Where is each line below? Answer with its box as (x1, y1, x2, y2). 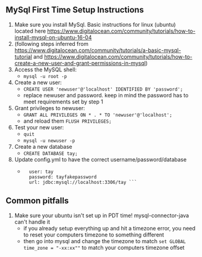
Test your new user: (14, 123, 64, 131)
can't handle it (14, 218, 51, 226)
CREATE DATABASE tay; (23, 151, 78, 157)
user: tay (28, 169, 54, 175)
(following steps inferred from (14, 40, 89, 47)
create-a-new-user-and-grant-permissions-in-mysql (14, 59, 146, 67)
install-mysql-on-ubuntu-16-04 (14, 33, 92, 41)
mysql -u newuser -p (23, 137, 75, 144)
